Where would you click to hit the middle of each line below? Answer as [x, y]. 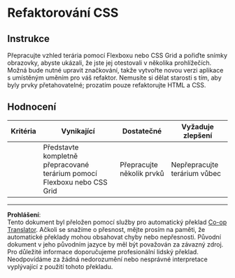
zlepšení [198, 136]
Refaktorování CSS [63, 13]
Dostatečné [142, 131]
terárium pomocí [70, 173]
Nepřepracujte [195, 164]
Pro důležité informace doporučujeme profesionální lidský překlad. [103, 251]
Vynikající [78, 131]
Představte [61, 147]
